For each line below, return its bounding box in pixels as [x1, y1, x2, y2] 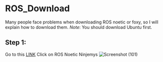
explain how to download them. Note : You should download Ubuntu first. [5, 24, 153, 30]
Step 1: [5, 39, 27, 47]
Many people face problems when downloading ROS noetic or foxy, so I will [5, 19, 159, 25]
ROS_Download [5, 3, 70, 14]
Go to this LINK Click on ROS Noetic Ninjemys [5, 51, 98, 57]
